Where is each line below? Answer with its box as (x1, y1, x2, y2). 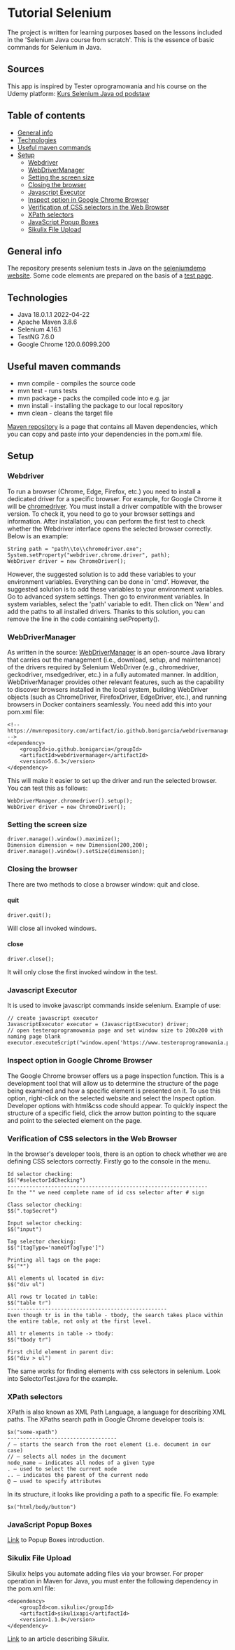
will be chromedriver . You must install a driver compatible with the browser (7, 502, 222, 510)
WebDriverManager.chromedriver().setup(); (7, 797, 133, 804)
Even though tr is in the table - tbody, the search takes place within (7, 1311, 224, 1318)
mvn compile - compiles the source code (17, 379, 136, 387)
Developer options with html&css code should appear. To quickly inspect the (7, 1101, 228, 1110)
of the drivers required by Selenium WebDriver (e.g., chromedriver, (7, 662, 200, 671)
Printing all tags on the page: (7, 1256, 101, 1263)
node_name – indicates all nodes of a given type (7, 1459, 155, 1466)
